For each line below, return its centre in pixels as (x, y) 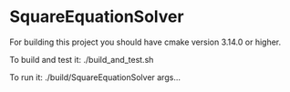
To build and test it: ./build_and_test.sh (82, 59)
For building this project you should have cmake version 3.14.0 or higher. (145, 42)
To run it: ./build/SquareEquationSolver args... (95, 77)
